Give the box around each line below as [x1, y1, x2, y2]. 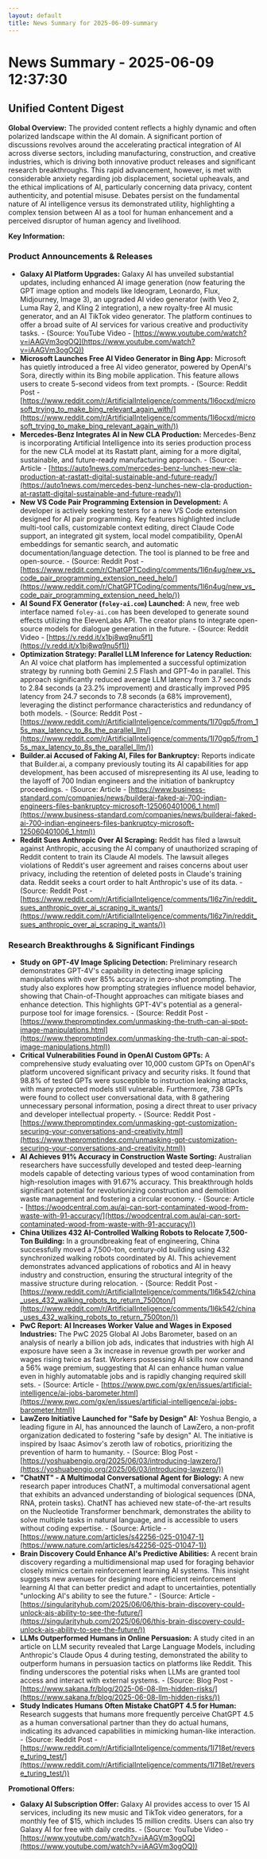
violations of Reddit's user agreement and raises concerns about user [19, 860, 249, 870]
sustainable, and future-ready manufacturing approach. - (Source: [19, 455, 238, 464]
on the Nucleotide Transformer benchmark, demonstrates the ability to [19, 1507, 252, 1516]
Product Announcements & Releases [8, 251, 153, 262]
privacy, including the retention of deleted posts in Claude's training [19, 868, 242, 879]
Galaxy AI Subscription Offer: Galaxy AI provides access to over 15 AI [19, 1799, 250, 1809]
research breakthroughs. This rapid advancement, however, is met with [8, 165, 242, 175]
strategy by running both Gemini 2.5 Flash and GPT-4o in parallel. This [19, 666, 251, 676]
